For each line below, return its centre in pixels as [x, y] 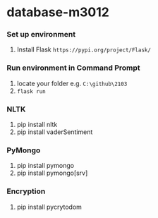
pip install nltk [37, 125]
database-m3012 [58, 12]
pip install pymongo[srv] [52, 173]
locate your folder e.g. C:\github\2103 [72, 83]
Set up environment [41, 35]
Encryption [26, 191]
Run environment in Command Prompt [73, 68]
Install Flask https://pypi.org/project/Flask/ [84, 49]
